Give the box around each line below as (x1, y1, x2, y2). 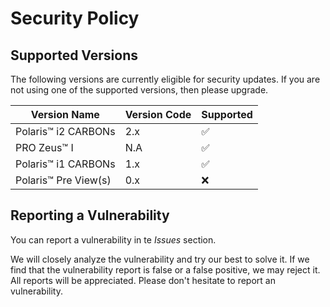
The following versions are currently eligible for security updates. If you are (10, 73, 321, 85)
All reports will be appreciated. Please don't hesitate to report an (10, 274, 276, 286)
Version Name (30, 108, 100, 121)
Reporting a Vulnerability (10, 207, 170, 224)
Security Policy (10, 7, 140, 30)
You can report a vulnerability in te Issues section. (10, 233, 217, 246)
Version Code (124, 108, 192, 121)
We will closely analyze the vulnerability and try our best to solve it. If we (10, 253, 310, 265)
